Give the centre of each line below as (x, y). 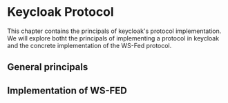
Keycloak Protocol (60, 12)
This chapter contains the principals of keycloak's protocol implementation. (114, 31)
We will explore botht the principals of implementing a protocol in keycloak (113, 38)
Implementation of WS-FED (67, 90)
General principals (48, 67)
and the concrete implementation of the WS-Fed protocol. (89, 45)
